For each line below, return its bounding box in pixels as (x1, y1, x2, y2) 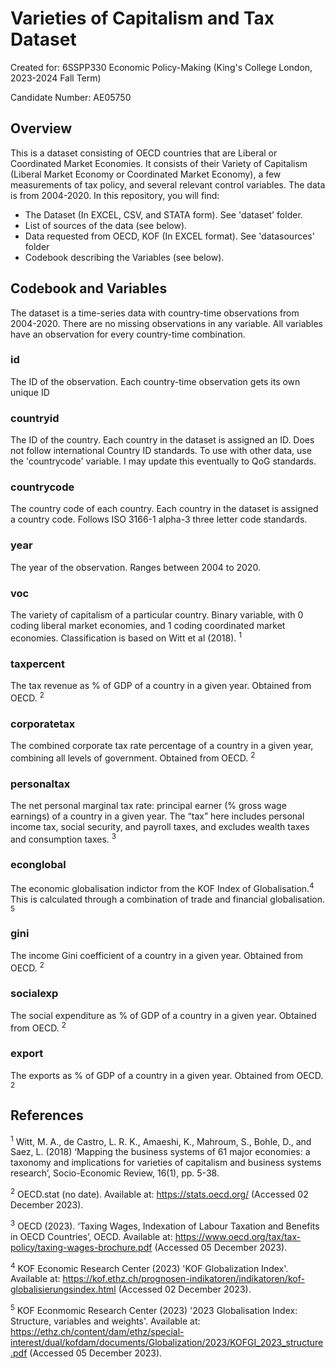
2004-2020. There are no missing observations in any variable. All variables (10, 317, 324, 329)
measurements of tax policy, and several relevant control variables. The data (10, 178, 326, 191)
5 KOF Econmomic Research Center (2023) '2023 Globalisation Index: (10, 1303, 298, 1316)
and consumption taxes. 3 (10, 831, 117, 845)
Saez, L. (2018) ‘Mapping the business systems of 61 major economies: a (10, 1146, 311, 1158)
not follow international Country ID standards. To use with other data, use (10, 445, 312, 457)
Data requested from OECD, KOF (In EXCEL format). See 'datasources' (24, 230, 315, 242)
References (10, 1107, 84, 1124)
